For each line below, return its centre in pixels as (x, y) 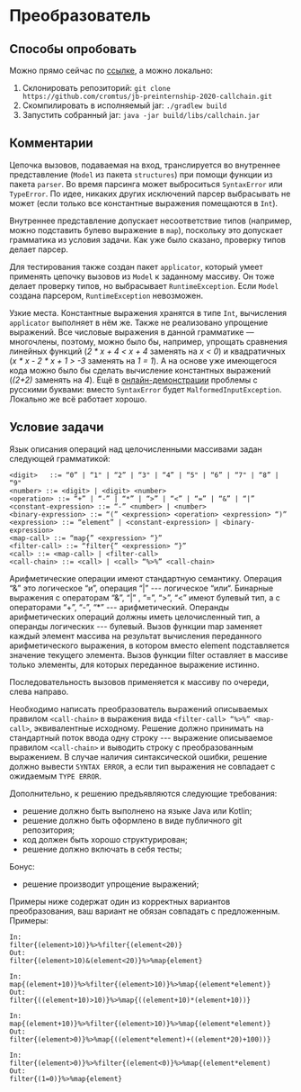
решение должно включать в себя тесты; (102, 849)
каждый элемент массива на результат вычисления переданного (136, 636)
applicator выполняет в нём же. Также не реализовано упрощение (139, 322)
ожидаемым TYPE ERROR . (55, 776)
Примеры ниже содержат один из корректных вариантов (120, 901)
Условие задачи (57, 427)
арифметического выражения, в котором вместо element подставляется (150, 645)
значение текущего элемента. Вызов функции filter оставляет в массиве (149, 654)
